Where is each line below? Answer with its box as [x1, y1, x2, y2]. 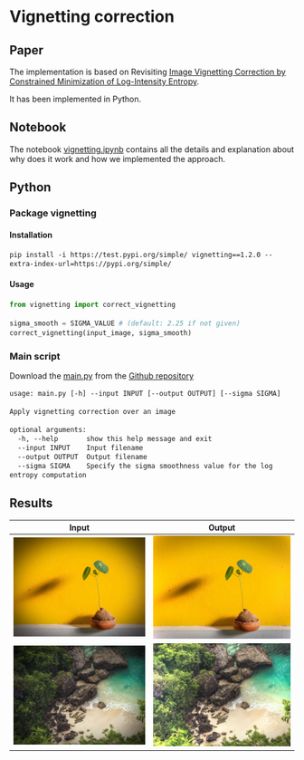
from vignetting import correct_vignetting [9, 300, 176, 309]
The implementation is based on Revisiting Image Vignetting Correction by [9, 66, 287, 77]
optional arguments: [9, 426, 88, 435]
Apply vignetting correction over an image [9, 408, 176, 417]
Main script [9, 350, 61, 362]
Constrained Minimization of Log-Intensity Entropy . [9, 76, 200, 87]
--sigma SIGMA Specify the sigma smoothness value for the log [17, 462, 273, 471]
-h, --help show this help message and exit [17, 435, 213, 444]
